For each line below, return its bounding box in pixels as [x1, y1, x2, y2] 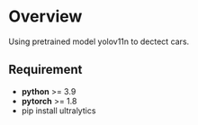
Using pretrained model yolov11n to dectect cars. [8, 36, 190, 47]
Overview [8, 6, 83, 27]
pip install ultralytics [21, 105, 96, 116]
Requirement [8, 62, 83, 77]
